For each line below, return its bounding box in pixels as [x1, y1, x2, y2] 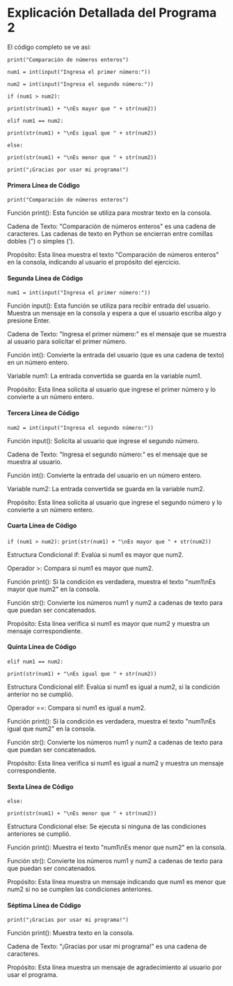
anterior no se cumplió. [7, 689, 74, 699]
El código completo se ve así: [7, 43, 92, 51]
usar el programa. [7, 971, 58, 979]
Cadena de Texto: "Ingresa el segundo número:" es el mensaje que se [7, 450, 208, 458]
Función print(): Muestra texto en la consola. [7, 929, 134, 937]
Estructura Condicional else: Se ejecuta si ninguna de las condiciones [7, 822, 207, 831]
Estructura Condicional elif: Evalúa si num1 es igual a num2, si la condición [7, 682, 220, 691]
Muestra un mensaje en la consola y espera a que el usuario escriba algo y [7, 309, 222, 318]
